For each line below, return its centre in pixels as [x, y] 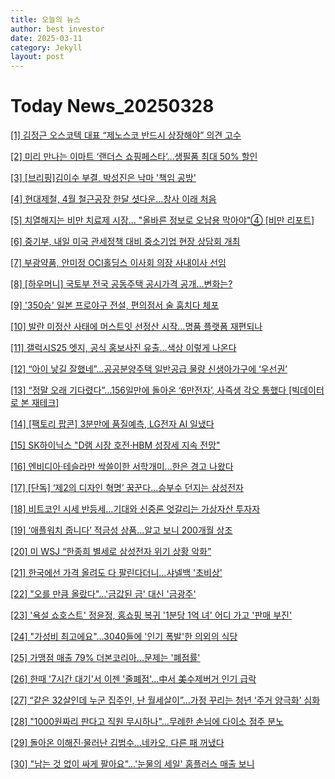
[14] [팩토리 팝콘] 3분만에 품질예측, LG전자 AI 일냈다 [112, 424]
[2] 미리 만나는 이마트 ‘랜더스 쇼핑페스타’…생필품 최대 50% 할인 [134, 157]
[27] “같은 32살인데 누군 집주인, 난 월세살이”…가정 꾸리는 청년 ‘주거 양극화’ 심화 [165, 700]
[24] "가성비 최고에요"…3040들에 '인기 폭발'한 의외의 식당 [124, 637]
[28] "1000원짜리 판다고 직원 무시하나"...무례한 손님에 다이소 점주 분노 [147, 722]
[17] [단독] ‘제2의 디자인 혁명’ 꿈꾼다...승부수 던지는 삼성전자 [127, 488]
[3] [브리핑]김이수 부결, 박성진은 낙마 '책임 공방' [103, 178]
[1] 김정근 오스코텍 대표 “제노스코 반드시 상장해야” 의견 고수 [126, 135]
